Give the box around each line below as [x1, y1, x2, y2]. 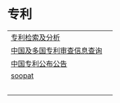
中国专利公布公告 [11, 59, 68, 69]
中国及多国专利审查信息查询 [11, 46, 103, 55]
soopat [11, 71, 34, 81]
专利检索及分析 [11, 32, 61, 42]
